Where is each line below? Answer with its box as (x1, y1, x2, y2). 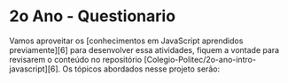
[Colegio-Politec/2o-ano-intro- (144, 54, 257, 64)
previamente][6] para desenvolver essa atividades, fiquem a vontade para (9, 44, 280, 55)
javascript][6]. (9, 64, 61, 74)
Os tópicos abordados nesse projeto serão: (62, 64, 220, 74)
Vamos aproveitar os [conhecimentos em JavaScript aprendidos (9, 35, 244, 46)
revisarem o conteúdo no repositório (9, 54, 143, 64)
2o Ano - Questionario (9, 6, 175, 26)
